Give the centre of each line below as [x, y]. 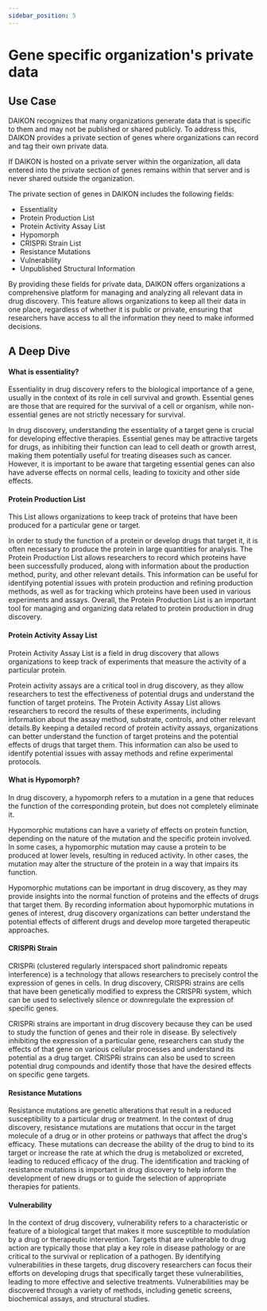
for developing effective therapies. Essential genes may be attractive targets [133, 438]
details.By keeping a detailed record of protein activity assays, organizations [133, 728]
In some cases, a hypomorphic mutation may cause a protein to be [117, 846]
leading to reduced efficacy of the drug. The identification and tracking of [129, 1161]
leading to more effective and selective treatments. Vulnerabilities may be [129, 1282]
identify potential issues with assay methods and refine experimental [121, 753]
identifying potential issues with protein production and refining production [131, 583]
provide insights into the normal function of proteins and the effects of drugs [133, 896]
